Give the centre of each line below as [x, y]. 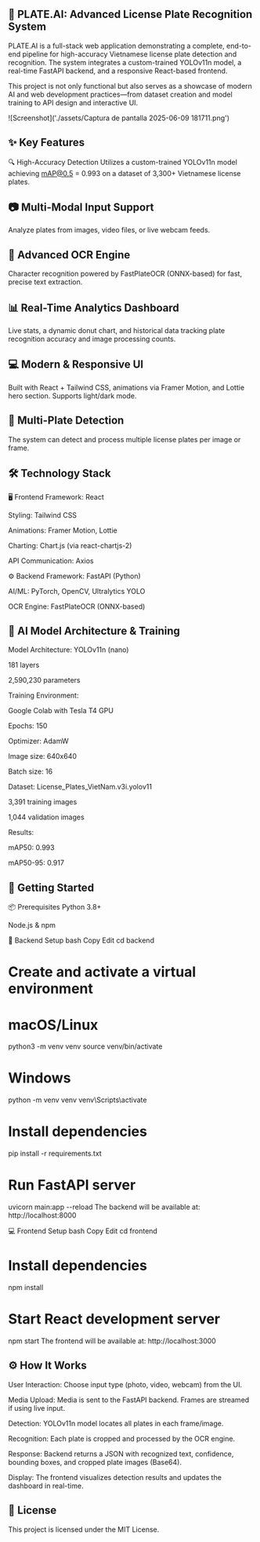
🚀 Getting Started [51, 887]
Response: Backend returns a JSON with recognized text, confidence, [121, 1453]
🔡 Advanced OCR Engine [69, 255]
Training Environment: [43, 695]
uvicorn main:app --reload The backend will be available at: [104, 1207]
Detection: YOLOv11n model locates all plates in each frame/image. [116, 1423]
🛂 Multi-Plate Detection [66, 421]
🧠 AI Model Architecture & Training [94, 630]
